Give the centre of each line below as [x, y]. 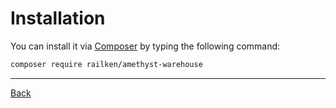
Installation [58, 18]
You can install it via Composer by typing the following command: [145, 46]
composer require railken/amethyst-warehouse [106, 64]
